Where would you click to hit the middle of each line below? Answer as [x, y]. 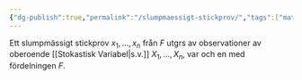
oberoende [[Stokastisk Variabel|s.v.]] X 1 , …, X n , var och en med [127, 56]
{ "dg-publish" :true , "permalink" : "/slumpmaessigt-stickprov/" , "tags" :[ [144, 17]
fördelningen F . [37, 66]
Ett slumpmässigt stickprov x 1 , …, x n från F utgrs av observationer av [136, 44]
